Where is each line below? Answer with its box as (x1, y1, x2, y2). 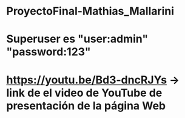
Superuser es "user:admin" (6, 32, 149, 46)
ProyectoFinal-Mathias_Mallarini (6, 4, 175, 18)
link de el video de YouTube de (6, 86, 163, 100)
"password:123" (6, 45, 91, 59)
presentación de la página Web (6, 99, 166, 113)
